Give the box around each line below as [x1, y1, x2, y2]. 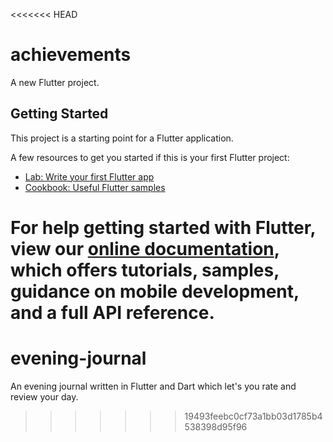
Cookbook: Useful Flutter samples [24, 181, 166, 193]
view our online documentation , [10, 237, 280, 260]
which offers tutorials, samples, [10, 259, 280, 281]
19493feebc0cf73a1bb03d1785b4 [184, 410, 323, 422]
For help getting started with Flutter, [10, 216, 316, 239]
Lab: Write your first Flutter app [24, 170, 155, 183]
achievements [10, 44, 132, 66]
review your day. [10, 390, 79, 403]
